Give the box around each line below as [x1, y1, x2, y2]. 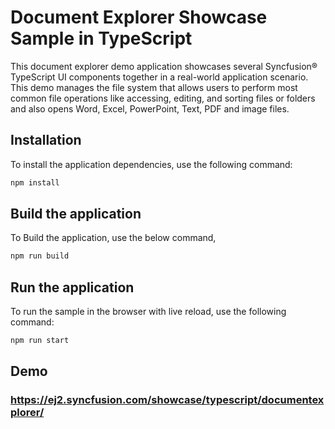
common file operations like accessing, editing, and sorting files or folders [10, 92, 316, 104]
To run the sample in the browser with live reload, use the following [10, 306, 287, 318]
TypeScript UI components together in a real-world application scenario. [10, 71, 309, 83]
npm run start [10, 336, 70, 346]
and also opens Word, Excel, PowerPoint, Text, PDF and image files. [10, 102, 290, 115]
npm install [10, 177, 60, 188]
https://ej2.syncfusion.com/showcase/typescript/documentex [10, 393, 325, 407]
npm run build [10, 251, 70, 261]
